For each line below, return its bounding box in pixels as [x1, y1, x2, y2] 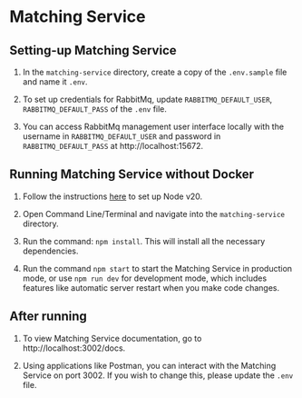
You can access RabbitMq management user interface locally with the [22, 121, 284, 132]
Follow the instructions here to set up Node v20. [22, 191, 203, 202]
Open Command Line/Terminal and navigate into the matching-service [22, 208, 286, 219]
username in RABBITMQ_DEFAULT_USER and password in [22, 131, 221, 142]
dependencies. [22, 245, 79, 256]
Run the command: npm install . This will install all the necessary [22, 235, 266, 246]
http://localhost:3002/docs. [22, 343, 126, 353]
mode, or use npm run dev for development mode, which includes [22, 273, 268, 284]
